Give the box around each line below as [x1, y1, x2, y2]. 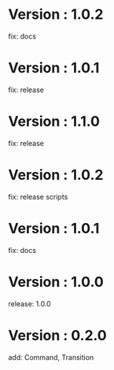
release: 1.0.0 [8, 299, 51, 308]
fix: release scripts [8, 192, 68, 201]
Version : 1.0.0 [8, 273, 104, 291]
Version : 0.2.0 [8, 326, 108, 344]
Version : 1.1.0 [8, 112, 101, 130]
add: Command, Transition [8, 352, 94, 362]
